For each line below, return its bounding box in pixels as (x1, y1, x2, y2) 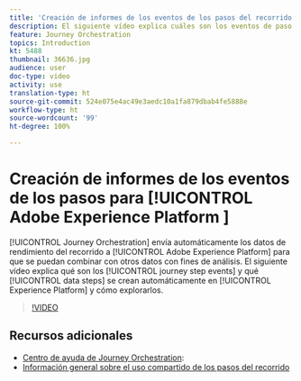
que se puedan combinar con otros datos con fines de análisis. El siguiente (9, 256, 288, 267)
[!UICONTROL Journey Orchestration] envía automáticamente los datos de (9, 236, 287, 248)
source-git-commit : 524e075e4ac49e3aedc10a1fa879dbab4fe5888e (9, 96, 248, 106)
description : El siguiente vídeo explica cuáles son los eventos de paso (9, 22, 293, 31)
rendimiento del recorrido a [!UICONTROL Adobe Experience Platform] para (9, 246, 290, 257)
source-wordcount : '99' (9, 113, 99, 122)
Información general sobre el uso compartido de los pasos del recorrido (22, 361, 290, 372)
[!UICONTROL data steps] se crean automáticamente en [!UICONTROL (9, 275, 272, 286)
